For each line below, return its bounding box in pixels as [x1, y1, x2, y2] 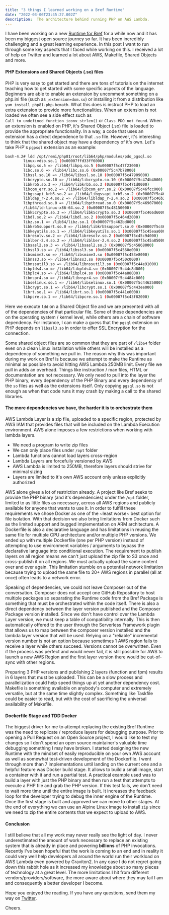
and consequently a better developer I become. [5, 880, 104, 886]
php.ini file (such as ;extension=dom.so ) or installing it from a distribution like [5, 96, 163, 102]
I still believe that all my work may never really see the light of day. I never [5, 832, 158, 838]
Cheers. [5, 905, 22, 911]
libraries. [5, 393, 24, 399]
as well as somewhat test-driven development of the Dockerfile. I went [5, 756, 152, 762]
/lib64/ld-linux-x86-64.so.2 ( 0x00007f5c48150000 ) [23, 205, 132, 210]
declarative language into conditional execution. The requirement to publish [5, 548, 162, 554]
